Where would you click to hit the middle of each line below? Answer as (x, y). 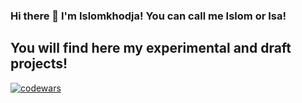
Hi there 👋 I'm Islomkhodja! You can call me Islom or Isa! (148, 16)
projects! (39, 64)
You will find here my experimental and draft (151, 48)
